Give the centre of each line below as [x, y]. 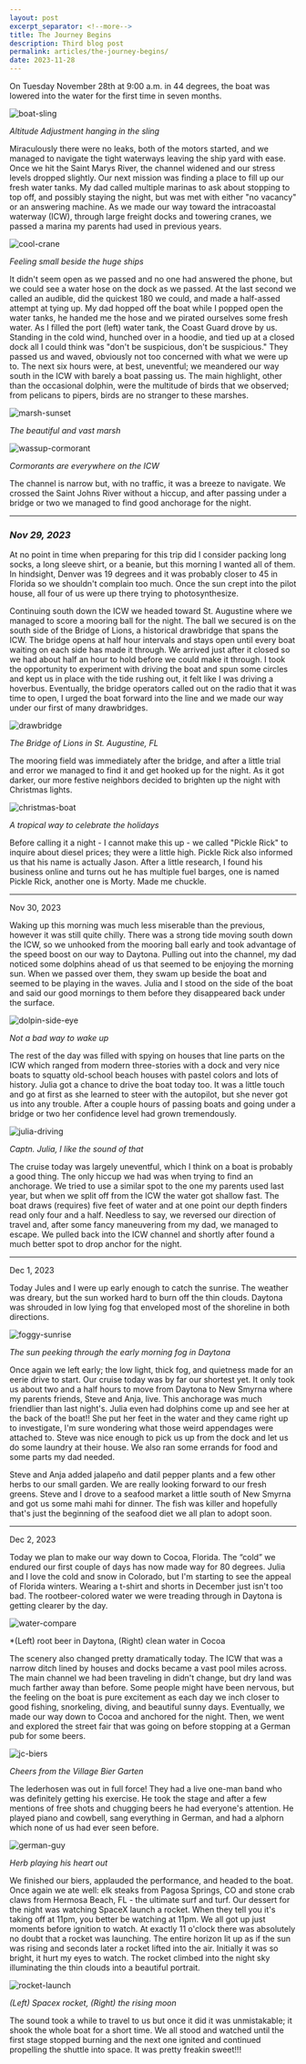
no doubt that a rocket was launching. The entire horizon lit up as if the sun [150, 1939]
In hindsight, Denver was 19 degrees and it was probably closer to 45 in [143, 574]
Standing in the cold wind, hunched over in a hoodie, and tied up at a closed [152, 337]
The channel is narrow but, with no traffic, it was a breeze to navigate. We [148, 483]
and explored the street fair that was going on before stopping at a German [150, 1726]
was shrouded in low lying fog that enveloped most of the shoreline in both [150, 1307]
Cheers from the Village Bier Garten [76, 1772]
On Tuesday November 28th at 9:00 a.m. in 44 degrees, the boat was [140, 86]
